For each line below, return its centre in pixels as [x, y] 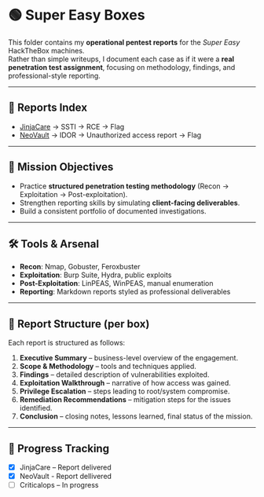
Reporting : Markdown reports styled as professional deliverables [125, 292]
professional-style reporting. [54, 75]
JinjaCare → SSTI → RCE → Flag [72, 126]
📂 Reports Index [48, 108]
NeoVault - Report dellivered [66, 477]
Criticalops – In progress [59, 485]
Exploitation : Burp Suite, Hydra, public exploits [95, 275]
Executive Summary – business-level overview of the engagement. [128, 358]
